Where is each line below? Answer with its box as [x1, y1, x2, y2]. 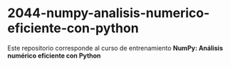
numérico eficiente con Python [7, 51, 101, 60]
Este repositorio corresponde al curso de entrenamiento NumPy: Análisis [7, 43, 223, 52]
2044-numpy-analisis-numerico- [7, 5, 210, 21]
